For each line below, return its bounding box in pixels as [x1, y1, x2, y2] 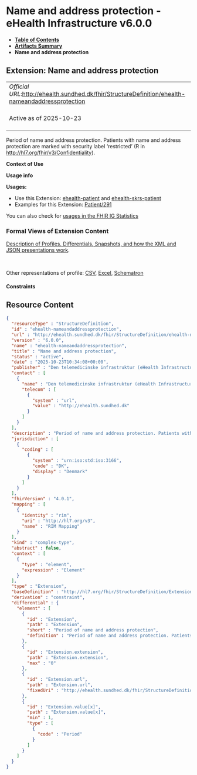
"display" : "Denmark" [32, 468, 88, 474]
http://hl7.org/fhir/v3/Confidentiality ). [6, 149, 96, 156]
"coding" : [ [21, 447, 54, 453]
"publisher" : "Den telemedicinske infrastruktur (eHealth [11, 365, 159, 371]
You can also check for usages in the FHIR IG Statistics [6, 212, 139, 219]
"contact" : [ [11, 370, 46, 376]
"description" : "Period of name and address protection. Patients [11, 430, 180, 436]
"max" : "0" [27, 660, 57, 666]
